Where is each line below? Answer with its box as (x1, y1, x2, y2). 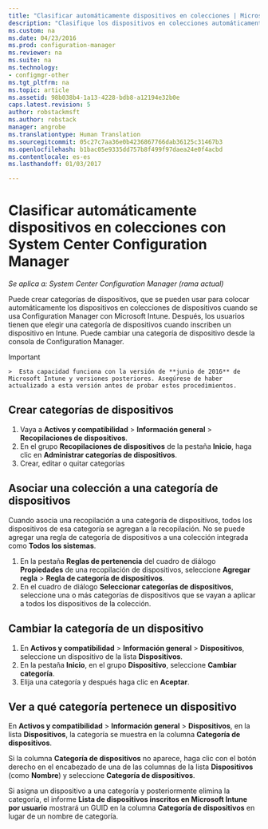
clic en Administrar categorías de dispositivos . (19, 450, 178, 459)
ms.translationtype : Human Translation (8, 130, 141, 138)
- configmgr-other (8, 71, 69, 79)
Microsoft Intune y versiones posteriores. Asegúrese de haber (8, 375, 223, 383)
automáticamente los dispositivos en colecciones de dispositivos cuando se (8, 303, 258, 312)
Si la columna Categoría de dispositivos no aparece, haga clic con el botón (8, 754, 257, 764)
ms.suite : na (8, 57, 52, 65)
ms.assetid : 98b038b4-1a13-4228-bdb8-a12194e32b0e (8, 93, 180, 101)
